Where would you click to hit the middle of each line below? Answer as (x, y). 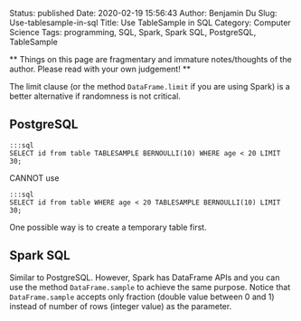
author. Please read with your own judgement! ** (100, 69)
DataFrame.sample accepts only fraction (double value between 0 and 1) (142, 297)
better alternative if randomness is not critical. (95, 96)
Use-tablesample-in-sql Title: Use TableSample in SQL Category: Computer (150, 23)
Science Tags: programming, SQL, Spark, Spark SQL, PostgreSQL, (133, 32)
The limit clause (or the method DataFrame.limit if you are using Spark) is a (150, 86)
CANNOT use (34, 178)
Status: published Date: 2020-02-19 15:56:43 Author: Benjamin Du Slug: (143, 13)
